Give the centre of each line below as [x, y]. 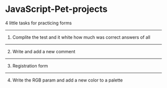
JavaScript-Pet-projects [56, 9]
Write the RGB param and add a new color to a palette [68, 80]
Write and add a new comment [44, 51]
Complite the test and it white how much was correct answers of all [81, 37]
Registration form [30, 66]
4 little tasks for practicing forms [39, 23]
